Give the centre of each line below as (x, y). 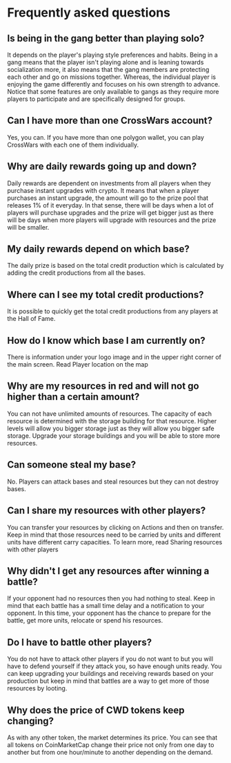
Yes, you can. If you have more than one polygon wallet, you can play (106, 137)
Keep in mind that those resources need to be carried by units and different (114, 535)
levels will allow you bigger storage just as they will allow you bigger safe (111, 428)
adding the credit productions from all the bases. (77, 273)
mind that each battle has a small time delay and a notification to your (106, 606)
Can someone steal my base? (72, 465)
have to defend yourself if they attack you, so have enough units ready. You (114, 666)
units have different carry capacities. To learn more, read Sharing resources (115, 542)
